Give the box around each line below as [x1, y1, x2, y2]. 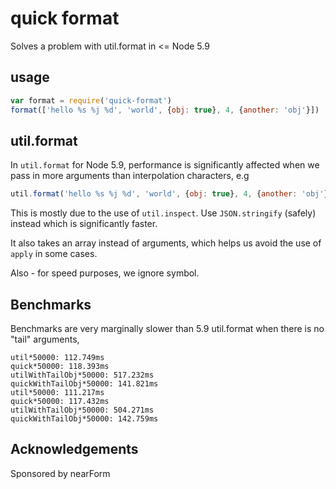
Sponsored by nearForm [10, 467, 111, 479]
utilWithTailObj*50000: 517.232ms [10, 370, 155, 380]
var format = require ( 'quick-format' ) [10, 95, 172, 106]
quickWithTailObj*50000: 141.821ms [10, 379, 159, 389]
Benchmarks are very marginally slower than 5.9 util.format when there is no [10, 323, 325, 334]
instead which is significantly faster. [10, 218, 158, 230]
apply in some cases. [10, 248, 98, 260]
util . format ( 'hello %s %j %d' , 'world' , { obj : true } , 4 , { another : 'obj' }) [10, 189, 333, 199]
